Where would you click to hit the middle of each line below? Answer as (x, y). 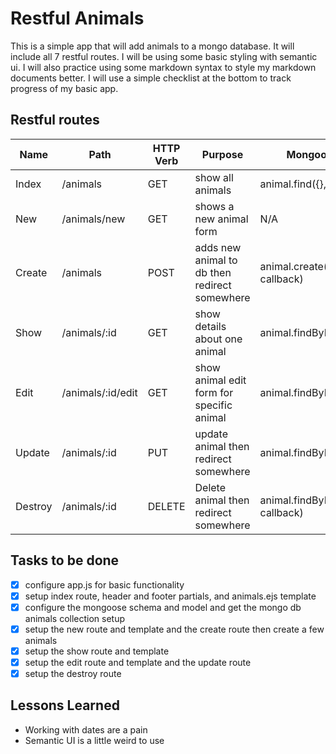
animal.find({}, (293, 184)
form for (214, 392)
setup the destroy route (73, 673)
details (210, 326)
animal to (216, 260)
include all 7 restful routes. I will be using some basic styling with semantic (164, 56)
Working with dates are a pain (86, 729)
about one (218, 339)
